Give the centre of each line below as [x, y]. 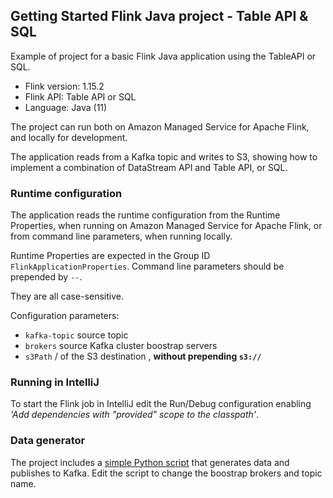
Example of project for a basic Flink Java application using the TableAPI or [163, 56]
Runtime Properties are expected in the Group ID [110, 256]
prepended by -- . [46, 277]
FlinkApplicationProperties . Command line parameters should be [147, 266]
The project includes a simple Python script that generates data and [150, 462]
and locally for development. [69, 137]
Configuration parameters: [65, 316]
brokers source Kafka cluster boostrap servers [121, 346]
